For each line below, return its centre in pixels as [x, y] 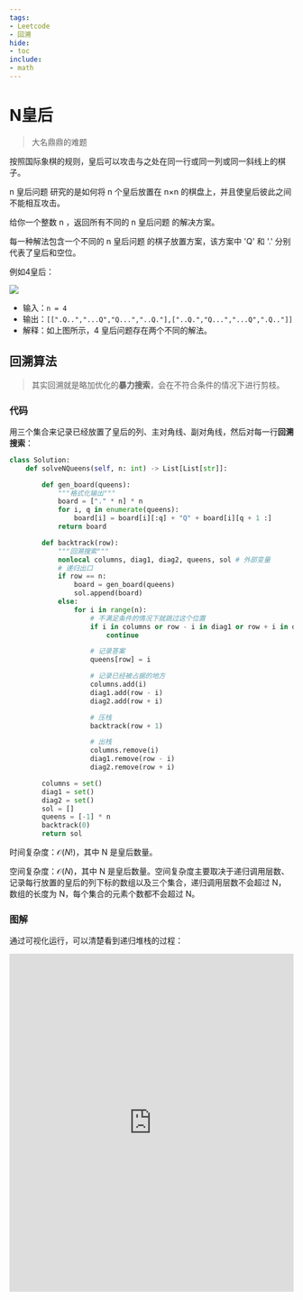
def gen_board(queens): [86, 485]
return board [82, 527]
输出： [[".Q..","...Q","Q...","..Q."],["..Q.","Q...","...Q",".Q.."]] [157, 319]
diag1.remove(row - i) [133, 759]
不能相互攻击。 [37, 203]
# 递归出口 [75, 568]
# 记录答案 [108, 651]
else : [68, 602]
